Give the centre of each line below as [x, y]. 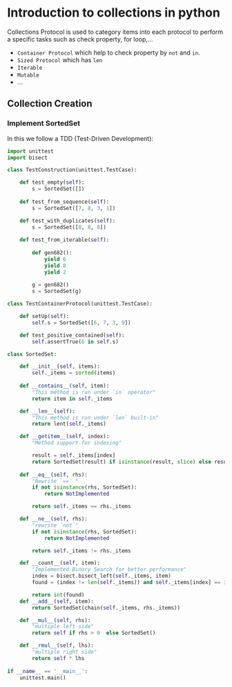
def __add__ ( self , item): [57, 601]
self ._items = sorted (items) [74, 373]
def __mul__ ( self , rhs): [55, 620]
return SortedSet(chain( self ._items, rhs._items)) [106, 608]
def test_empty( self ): [52, 182]
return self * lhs [58, 658]
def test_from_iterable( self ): [65, 240]
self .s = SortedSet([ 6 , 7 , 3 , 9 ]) [81, 323]
